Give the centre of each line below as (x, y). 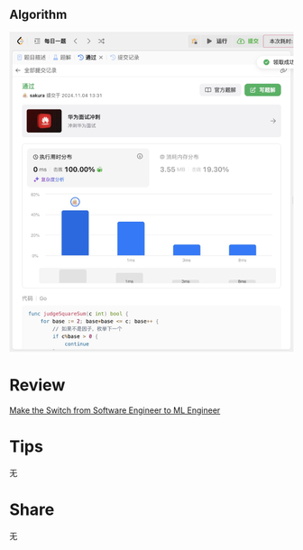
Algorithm (38, 15)
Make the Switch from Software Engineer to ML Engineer (115, 410)
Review (37, 385)
